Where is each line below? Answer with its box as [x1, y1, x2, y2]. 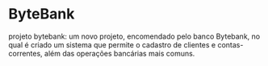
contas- [217, 39, 244, 49]
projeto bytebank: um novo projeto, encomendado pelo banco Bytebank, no [8, 31, 261, 41]
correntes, [8, 48, 43, 58]
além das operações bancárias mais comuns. [44, 48, 195, 58]
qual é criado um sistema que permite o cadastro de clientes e [8, 39, 216, 49]
